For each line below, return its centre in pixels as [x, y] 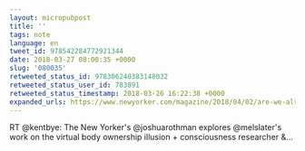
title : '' [28, 26]
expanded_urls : [38, 102]
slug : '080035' [38, 69]
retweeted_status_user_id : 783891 [75, 85]
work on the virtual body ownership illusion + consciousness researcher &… [151, 137]
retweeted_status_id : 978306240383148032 [89, 77]
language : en [34, 43]
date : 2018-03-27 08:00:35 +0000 [73, 60]
